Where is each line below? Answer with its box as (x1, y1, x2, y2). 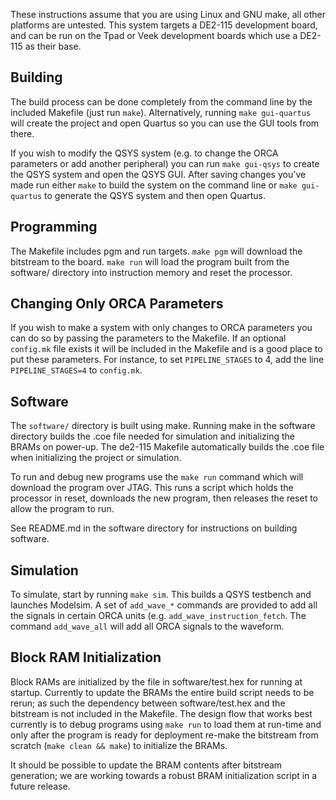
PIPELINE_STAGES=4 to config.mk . (10, 364, 143, 376)
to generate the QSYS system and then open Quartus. (44, 189, 267, 201)
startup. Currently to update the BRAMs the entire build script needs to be (10, 686, 315, 698)
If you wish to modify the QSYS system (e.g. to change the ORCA (10, 147, 279, 159)
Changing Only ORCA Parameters (10, 295, 224, 313)
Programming (10, 219, 98, 236)
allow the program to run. (10, 503, 115, 515)
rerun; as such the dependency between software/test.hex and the (10, 697, 286, 709)
